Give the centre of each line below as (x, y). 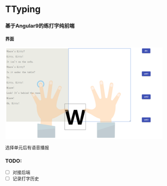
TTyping (23, 9)
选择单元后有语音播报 (27, 147)
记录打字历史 (25, 178)
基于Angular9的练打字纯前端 (40, 26)
